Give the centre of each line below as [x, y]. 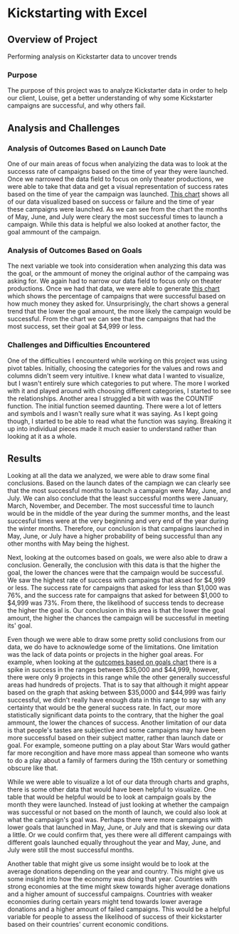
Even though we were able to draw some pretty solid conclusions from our [117, 640]
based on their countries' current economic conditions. [88, 925]
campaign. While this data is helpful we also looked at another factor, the [114, 224]
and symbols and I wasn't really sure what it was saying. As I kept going [113, 413]
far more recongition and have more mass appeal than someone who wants [118, 753]
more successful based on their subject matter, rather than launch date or [115, 738]
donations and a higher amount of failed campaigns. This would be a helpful [119, 909]
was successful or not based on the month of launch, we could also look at [117, 812]
